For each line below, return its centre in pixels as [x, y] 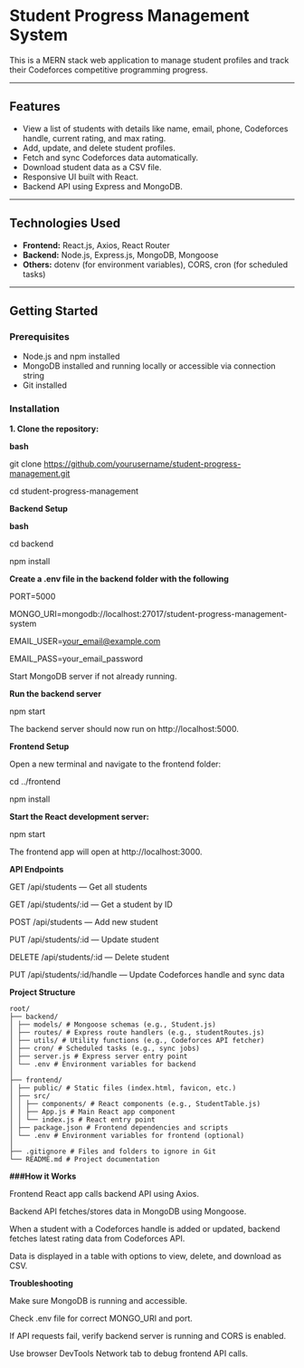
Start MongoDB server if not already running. [93, 676]
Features [35, 106]
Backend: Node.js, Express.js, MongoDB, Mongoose [120, 255]
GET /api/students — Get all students [78, 886]
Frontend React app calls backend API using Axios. [104, 1193]
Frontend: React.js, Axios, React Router [96, 245]
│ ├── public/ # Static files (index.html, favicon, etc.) [123, 1088]
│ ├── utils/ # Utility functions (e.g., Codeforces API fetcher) [137, 1040]
